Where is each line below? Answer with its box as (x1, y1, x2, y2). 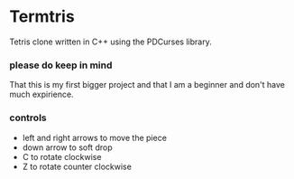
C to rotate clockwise (22, 151, 102, 162)
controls (9, 111, 47, 124)
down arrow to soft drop (22, 142, 113, 153)
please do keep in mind (9, 59, 113, 71)
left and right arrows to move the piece (22, 132, 167, 143)
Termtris (9, 6, 75, 27)
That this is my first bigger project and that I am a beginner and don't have (9, 80, 286, 90)
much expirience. (9, 89, 74, 100)
